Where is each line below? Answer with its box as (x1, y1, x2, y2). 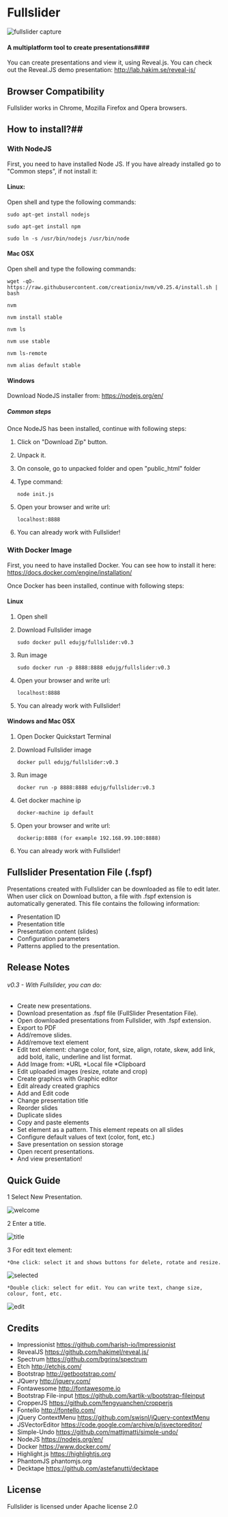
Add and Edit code (16, 1089, 70, 1098)
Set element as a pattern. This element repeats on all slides (16, 1126, 184, 1134)
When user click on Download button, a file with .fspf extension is (7, 892, 192, 900)
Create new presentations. (16, 1002, 92, 1010)
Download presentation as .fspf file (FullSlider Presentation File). (16, 1009, 198, 1018)
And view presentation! (16, 1155, 83, 1163)
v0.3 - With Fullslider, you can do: (7, 981, 102, 989)
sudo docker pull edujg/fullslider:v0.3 (16, 639, 134, 645)
